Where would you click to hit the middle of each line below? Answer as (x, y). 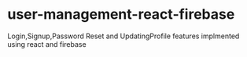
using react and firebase (47, 44)
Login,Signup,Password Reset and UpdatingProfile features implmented (124, 36)
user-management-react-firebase (121, 14)
